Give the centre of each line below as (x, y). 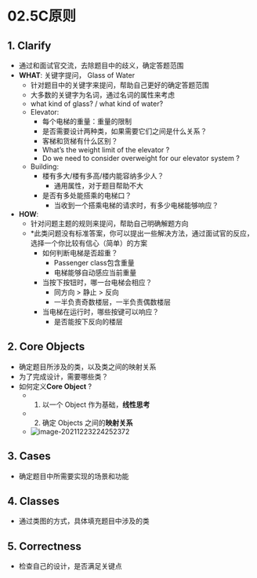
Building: (45, 166)
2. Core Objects (46, 347)
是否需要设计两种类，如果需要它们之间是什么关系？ (125, 131)
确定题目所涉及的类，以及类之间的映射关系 (87, 367)
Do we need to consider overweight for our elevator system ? (141, 158)
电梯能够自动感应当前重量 (95, 273)
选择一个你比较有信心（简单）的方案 (89, 243)
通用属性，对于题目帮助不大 (99, 186)
